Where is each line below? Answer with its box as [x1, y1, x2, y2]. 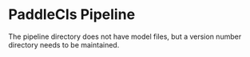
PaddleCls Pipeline [8, 6, 136, 24]
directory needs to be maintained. [8, 40, 120, 49]
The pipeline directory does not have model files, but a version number [8, 32, 242, 41]
